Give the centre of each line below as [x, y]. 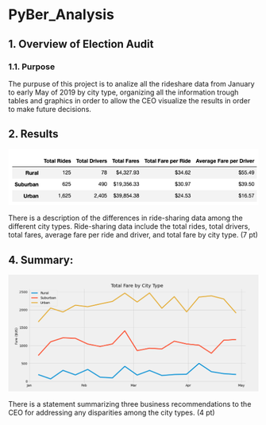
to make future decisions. [50, 109]
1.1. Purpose [32, 67]
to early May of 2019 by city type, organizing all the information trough [123, 92]
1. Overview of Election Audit [81, 44]
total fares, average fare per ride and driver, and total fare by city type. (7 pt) [133, 235]
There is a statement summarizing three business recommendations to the [130, 404]
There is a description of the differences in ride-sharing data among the [126, 218]
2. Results [33, 134]
